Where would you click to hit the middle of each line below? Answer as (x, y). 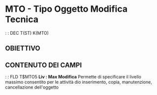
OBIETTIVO (23, 48)
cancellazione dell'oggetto (32, 87)
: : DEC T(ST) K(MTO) (27, 33)
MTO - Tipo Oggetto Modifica (66, 9)
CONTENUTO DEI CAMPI (44, 65)
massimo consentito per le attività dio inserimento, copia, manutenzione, (79, 82)
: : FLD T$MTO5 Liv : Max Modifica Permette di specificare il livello (73, 77)
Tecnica (22, 19)
